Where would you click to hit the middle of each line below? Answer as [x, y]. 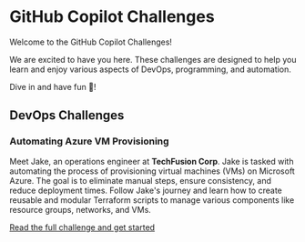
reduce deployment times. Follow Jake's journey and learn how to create [146, 190]
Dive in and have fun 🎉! [53, 86]
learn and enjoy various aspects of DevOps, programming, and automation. [150, 69]
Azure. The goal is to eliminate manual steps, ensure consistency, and [140, 180]
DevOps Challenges [67, 116]
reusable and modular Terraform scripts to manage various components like [152, 200]
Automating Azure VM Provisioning [90, 141]
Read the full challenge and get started [82, 227]
